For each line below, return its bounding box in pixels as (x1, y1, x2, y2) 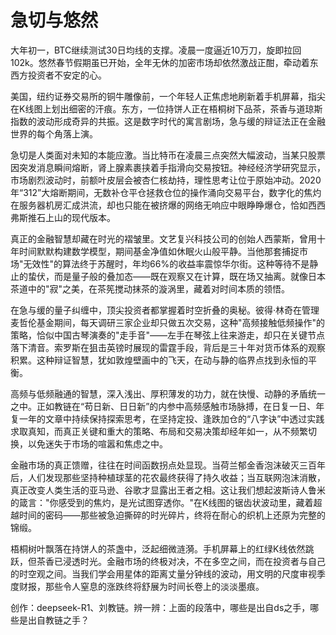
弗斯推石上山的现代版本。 (10, 211, 116, 223)
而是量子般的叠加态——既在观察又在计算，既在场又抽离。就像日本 (53, 270, 326, 282)
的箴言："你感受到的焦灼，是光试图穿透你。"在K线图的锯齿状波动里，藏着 (10, 496, 314, 508)
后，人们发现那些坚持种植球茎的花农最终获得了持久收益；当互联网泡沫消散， (10, 471, 326, 483)
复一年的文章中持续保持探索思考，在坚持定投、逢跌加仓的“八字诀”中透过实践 (10, 412, 325, 425)
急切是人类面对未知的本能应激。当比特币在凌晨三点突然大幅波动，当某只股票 (10, 149, 326, 161)
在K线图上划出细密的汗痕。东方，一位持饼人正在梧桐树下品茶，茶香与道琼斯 (10, 102, 323, 115)
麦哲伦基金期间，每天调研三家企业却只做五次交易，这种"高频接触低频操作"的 (10, 316, 326, 328)
